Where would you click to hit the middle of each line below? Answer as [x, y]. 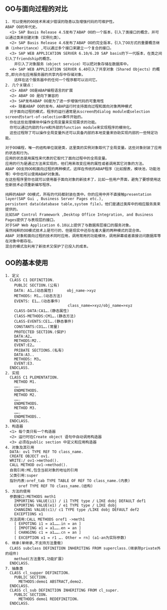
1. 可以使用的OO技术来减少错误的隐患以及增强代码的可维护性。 [61, 21]
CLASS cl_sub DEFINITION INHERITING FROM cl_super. [65, 590]
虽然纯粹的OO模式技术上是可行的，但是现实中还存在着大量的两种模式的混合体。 [74, 231]
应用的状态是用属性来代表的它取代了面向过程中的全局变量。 [57, 158]
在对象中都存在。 [20, 241]
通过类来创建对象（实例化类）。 [36, 37]
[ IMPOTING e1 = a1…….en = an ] [48, 528]
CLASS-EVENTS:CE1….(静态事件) [44, 321]
